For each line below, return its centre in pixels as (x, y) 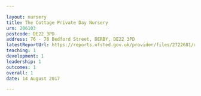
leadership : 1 (24, 61)
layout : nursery (26, 17)
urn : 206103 (21, 28)
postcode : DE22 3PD (31, 34)
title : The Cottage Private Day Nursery (57, 22)
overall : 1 (20, 73)
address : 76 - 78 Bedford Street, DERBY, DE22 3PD (71, 40)
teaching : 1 (21, 51)
